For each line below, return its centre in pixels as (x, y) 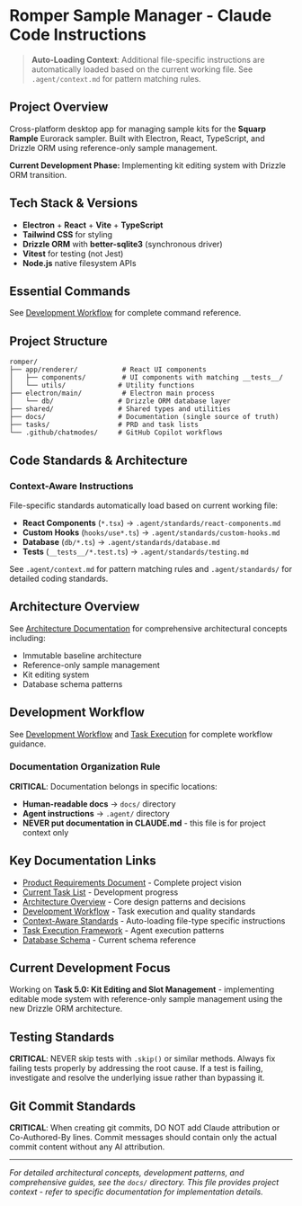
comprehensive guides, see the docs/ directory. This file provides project (144, 1183)
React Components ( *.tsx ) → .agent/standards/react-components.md (151, 523)
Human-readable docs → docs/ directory (99, 804)
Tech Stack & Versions (74, 203)
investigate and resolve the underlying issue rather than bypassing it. (137, 1078)
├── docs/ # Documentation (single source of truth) (144, 417)
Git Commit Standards (73, 1106)
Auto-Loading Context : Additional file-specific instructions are (148, 59)
